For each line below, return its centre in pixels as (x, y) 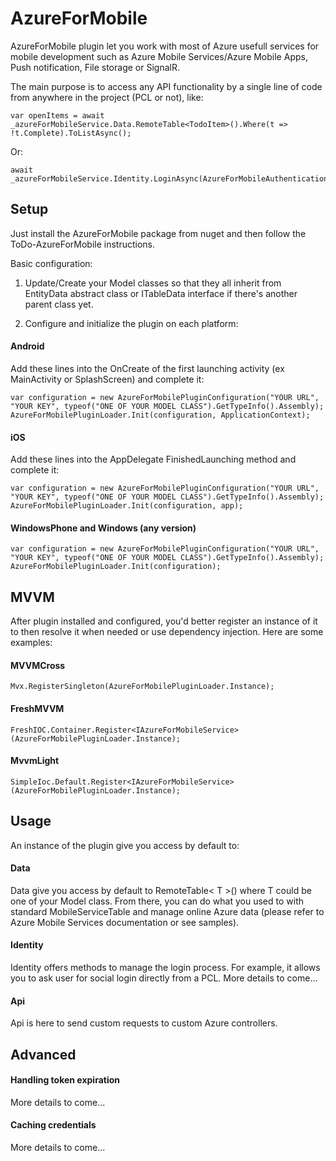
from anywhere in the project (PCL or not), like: (107, 97)
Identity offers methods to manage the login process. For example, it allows (165, 967)
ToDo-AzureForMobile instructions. (82, 244)
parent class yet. (59, 304)
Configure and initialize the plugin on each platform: (131, 323)
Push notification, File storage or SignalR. (95, 67)
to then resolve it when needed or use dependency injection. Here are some (167, 632)
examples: (31, 643)
